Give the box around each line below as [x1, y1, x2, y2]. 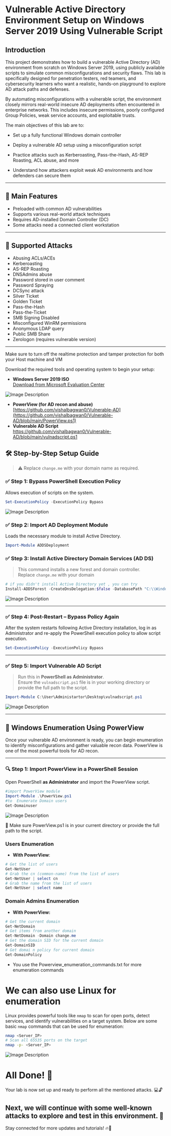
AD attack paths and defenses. [5, 86, 70, 92]
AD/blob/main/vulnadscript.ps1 [12, 433, 78, 440]
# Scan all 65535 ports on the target [5, 1038, 88, 1043]
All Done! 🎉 [5, 1070, 53, 1081]
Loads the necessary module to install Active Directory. [5, 533, 121, 539]
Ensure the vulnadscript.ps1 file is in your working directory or [17, 679, 150, 685]
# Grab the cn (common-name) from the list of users [5, 871, 120, 876]
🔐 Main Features [5, 192, 58, 201]
